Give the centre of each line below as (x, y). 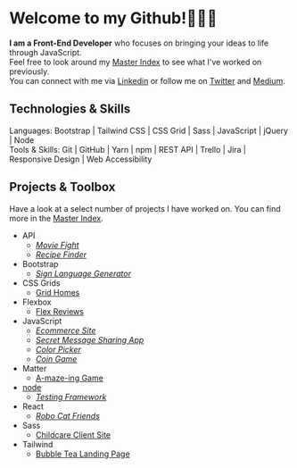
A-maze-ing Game (70, 378)
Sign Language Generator (83, 273)
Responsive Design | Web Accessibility (81, 159)
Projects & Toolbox (62, 187)
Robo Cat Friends (68, 415)
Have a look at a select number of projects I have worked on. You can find (145, 208)
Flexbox (37, 302)
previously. (29, 71)
